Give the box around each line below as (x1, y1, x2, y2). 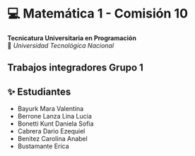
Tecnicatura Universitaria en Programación (7, 33, 136, 42)
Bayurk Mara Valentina (17, 104, 84, 113)
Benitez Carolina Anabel (17, 135, 88, 143)
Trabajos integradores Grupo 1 (7, 61, 143, 74)
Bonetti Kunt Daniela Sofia (17, 119, 94, 128)
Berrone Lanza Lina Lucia (17, 112, 92, 121)
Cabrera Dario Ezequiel (17, 127, 85, 136)
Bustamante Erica (17, 142, 69, 150)
